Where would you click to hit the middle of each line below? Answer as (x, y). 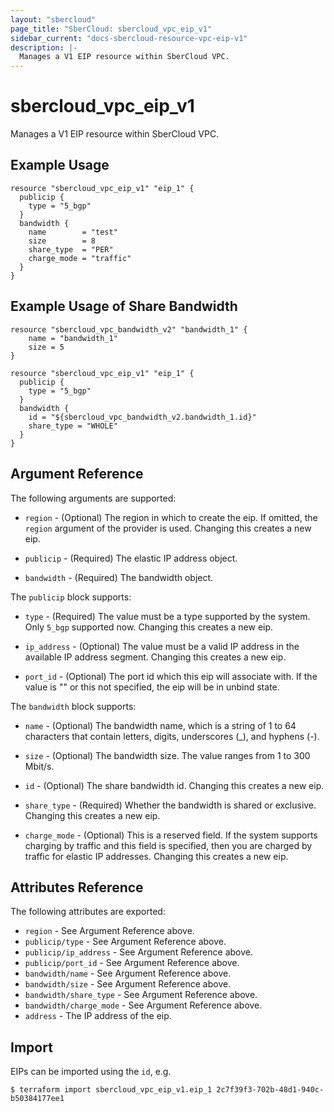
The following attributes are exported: (88, 912)
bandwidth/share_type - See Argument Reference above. (141, 995)
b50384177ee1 (37, 1099)
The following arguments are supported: (93, 498)
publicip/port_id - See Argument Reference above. (132, 963)
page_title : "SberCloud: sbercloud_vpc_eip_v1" (111, 29)
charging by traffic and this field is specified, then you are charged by (168, 845)
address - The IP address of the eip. (98, 1016)
